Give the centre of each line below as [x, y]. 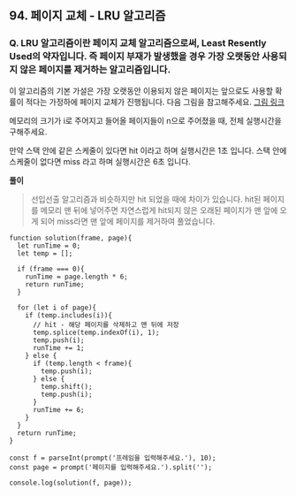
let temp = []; [45, 253]
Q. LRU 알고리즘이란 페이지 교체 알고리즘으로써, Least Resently [138, 43]
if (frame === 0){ [51, 269]
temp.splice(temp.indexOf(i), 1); [96, 332]
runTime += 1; [59, 347]
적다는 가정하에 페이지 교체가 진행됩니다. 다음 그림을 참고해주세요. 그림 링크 [155, 102]
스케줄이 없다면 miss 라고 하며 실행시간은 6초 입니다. [100, 161]
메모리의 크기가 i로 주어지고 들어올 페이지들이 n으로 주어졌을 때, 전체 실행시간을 [145, 120]
